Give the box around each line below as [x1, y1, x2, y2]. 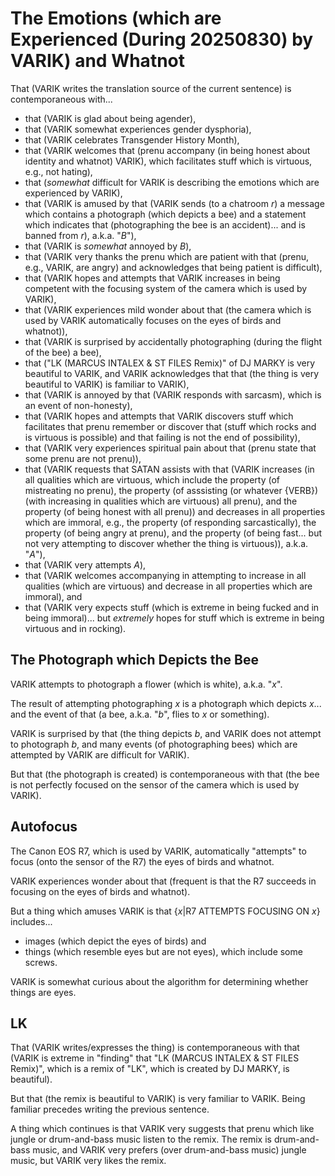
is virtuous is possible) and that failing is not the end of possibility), [24, 431, 301, 443]
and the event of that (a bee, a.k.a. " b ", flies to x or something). [10, 708, 270, 720]
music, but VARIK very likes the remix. [10, 1155, 167, 1167]
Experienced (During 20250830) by [10, 28, 314, 51]
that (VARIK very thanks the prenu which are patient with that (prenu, [24, 250, 310, 262]
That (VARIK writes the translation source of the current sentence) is [10, 82, 292, 94]
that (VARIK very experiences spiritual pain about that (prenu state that [24, 442, 317, 454]
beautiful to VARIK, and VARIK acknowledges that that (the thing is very [24, 367, 319, 379]
